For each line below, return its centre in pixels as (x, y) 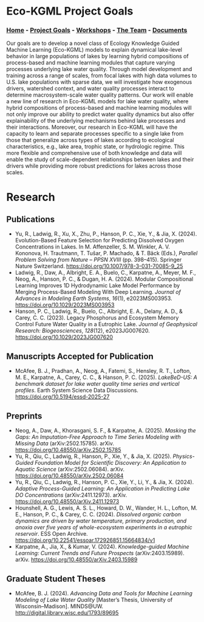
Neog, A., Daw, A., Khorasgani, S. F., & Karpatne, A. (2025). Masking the (105, 431)
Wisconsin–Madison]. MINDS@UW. (59, 606)
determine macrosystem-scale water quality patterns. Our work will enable (100, 95)
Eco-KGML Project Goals (70, 11)
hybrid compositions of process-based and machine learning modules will (99, 108)
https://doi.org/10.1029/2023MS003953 (65, 305)
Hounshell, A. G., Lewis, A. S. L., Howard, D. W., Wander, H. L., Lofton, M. (106, 508)
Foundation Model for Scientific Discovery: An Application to (110, 463)
